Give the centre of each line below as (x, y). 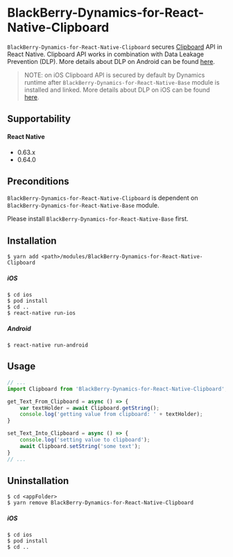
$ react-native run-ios (42, 313)
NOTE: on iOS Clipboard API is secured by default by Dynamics (114, 75)
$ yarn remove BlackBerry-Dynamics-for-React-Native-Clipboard (101, 503)
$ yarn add (23, 257)
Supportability (39, 119)
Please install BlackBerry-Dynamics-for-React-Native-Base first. (98, 219)
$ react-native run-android (48, 345)
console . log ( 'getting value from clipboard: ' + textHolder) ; (111, 415)
